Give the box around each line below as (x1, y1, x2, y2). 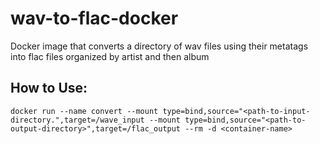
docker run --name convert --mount (10, 106, 159, 116)
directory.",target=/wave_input (10, 115, 145, 125)
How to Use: (10, 80, 88, 97)
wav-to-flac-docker (10, 7, 179, 30)
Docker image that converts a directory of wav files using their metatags (10, 40, 309, 52)
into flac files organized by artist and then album (10, 50, 210, 62)
